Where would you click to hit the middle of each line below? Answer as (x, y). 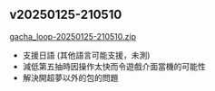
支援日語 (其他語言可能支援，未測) (86, 55)
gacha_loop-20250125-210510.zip (73, 36)
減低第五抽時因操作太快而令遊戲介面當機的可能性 (114, 66)
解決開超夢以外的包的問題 (70, 77)
